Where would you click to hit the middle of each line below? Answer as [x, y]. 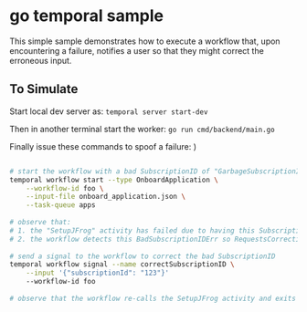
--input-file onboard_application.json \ [106, 197]
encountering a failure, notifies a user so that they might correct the [137, 50]
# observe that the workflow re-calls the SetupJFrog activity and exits [153, 298]
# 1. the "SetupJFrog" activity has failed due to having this [132, 230]
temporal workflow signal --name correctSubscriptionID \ [122, 265]
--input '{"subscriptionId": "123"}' [98, 273]
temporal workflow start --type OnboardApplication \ [114, 180]
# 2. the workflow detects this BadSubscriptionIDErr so [120, 239]
